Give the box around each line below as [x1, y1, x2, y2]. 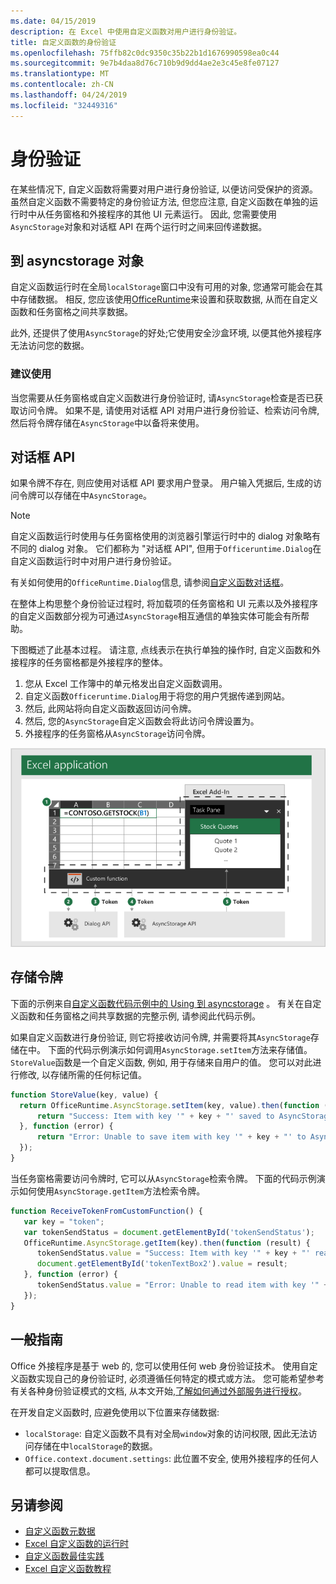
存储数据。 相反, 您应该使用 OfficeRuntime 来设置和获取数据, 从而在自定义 [18, 293, 318, 305]
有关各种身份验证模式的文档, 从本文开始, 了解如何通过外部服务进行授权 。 [10, 1385, 308, 1397]
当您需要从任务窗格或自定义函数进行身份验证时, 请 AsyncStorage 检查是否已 [10, 391, 315, 404]
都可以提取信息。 [24, 1465, 96, 1477]
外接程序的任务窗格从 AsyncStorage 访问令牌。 [24, 728, 211, 740]
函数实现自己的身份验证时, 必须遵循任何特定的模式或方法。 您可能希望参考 [18, 1372, 325, 1384]
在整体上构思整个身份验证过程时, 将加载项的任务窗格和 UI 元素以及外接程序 [10, 598, 319, 610]
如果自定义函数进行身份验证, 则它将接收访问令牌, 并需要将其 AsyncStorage [10, 1031, 311, 1043]
